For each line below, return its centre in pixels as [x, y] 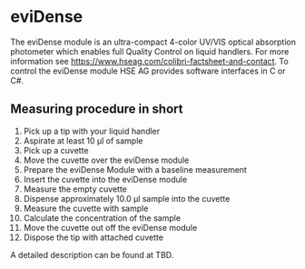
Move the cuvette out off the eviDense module [110, 227]
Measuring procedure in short [97, 110]
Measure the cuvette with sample [86, 208]
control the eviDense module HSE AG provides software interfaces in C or [148, 71]
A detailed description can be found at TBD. [92, 254]
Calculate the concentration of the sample [102, 218]
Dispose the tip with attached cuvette [93, 237]
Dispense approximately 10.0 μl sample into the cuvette [127, 198]
